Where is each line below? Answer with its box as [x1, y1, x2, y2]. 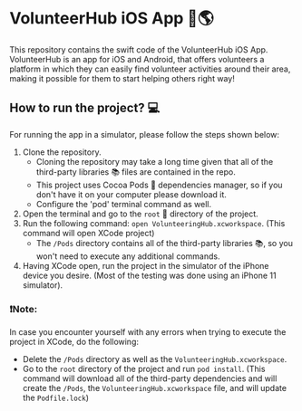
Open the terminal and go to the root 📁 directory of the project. [22, 208, 258, 219]
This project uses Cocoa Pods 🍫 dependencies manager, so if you [35, 179, 283, 190]
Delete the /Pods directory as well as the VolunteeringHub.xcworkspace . [22, 354, 287, 365]
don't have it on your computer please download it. [35, 188, 227, 200]
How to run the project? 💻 [9, 100, 161, 116]
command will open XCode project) [22, 227, 155, 238]
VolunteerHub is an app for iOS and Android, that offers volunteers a [9, 53, 265, 64]
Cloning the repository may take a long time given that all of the [35, 156, 274, 167]
